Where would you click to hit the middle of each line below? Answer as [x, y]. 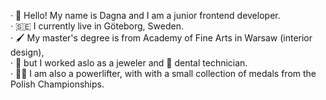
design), [27, 52]
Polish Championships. [57, 84]
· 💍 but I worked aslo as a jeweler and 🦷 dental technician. [129, 63]
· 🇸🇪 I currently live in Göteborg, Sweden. [97, 26]
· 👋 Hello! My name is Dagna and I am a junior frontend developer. [145, 15]
